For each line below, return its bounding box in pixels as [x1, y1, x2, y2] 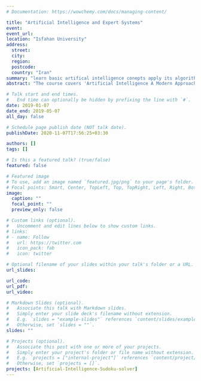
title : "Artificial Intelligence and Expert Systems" [6, 19, 144, 26]
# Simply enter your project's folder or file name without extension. [6, 349, 194, 355]
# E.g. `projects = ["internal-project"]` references [6, 355, 148, 361]
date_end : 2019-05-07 [6, 108, 60, 114]
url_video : [6, 289, 33, 295]
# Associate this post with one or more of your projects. [6, 344, 162, 350]
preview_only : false [11, 207, 63, 213]
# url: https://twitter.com [6, 239, 82, 245]
